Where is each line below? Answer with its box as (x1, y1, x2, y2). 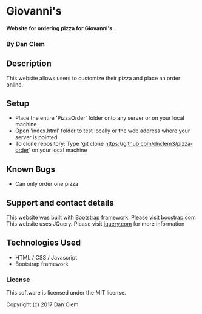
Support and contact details (6, 198, 114, 208)
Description (6, 59, 52, 69)
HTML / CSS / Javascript (15, 253, 78, 261)
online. (6, 80, 23, 88)
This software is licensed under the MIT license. (6, 289, 126, 296)
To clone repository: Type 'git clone (15, 140, 104, 148)
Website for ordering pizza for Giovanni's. (6, 24, 115, 31)
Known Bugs (6, 164, 56, 174)
